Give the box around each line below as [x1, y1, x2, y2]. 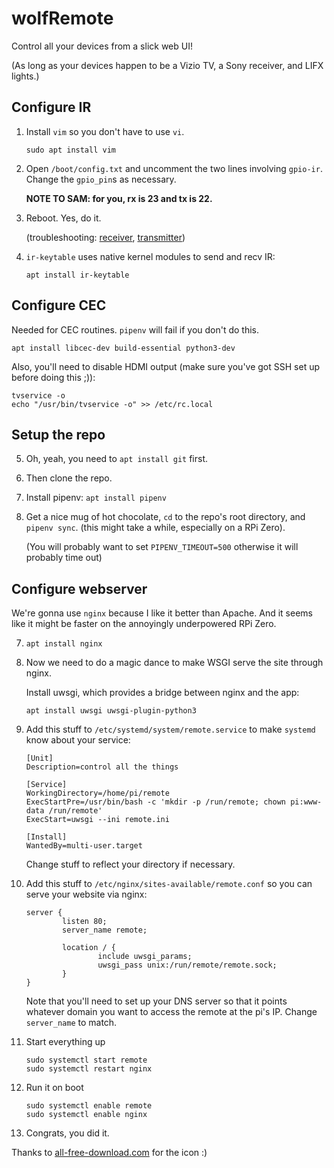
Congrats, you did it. [25, 1127, 110, 1139]
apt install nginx [25, 639, 103, 649]
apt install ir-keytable [25, 270, 130, 280]
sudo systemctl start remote [25, 1055, 148, 1066]
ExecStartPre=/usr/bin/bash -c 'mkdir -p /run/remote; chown [25, 797, 287, 807]
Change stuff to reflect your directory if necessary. [25, 858, 236, 871]
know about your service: [25, 734, 131, 746]
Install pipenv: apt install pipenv [25, 492, 167, 504]
